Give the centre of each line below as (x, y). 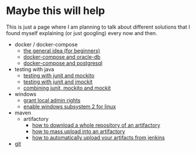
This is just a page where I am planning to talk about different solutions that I (98, 27)
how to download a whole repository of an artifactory (96, 125)
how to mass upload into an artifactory (78, 131)
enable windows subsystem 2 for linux (70, 106)
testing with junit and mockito (59, 75)
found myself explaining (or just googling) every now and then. (82, 33)
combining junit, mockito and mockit (67, 88)
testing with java (34, 69)
